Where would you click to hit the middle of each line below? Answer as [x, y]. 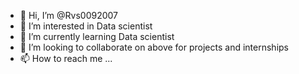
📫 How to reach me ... [66, 58]
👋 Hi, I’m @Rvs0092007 [68, 15]
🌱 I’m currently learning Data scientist [97, 36]
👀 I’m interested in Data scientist [86, 26]
